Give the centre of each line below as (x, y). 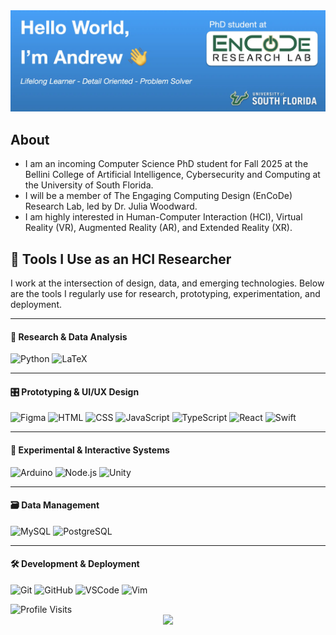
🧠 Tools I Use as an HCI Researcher (121, 259)
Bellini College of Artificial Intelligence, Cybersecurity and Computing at (172, 175)
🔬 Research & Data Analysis (69, 336)
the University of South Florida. (89, 185)
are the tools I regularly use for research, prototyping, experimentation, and (165, 294)
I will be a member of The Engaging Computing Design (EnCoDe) (158, 196)
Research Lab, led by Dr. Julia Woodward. (111, 206)
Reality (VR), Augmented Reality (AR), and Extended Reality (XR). (158, 228)
